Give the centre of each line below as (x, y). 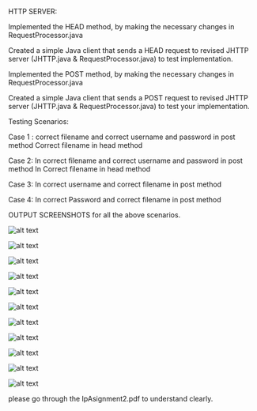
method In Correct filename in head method (79, 169)
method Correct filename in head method (76, 145)
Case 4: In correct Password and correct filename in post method (115, 200)
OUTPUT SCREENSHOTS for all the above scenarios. (94, 215)
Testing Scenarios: (39, 121)
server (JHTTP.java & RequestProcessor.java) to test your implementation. (129, 106)
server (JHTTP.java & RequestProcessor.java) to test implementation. (121, 59)
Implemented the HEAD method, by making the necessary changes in (121, 26)
